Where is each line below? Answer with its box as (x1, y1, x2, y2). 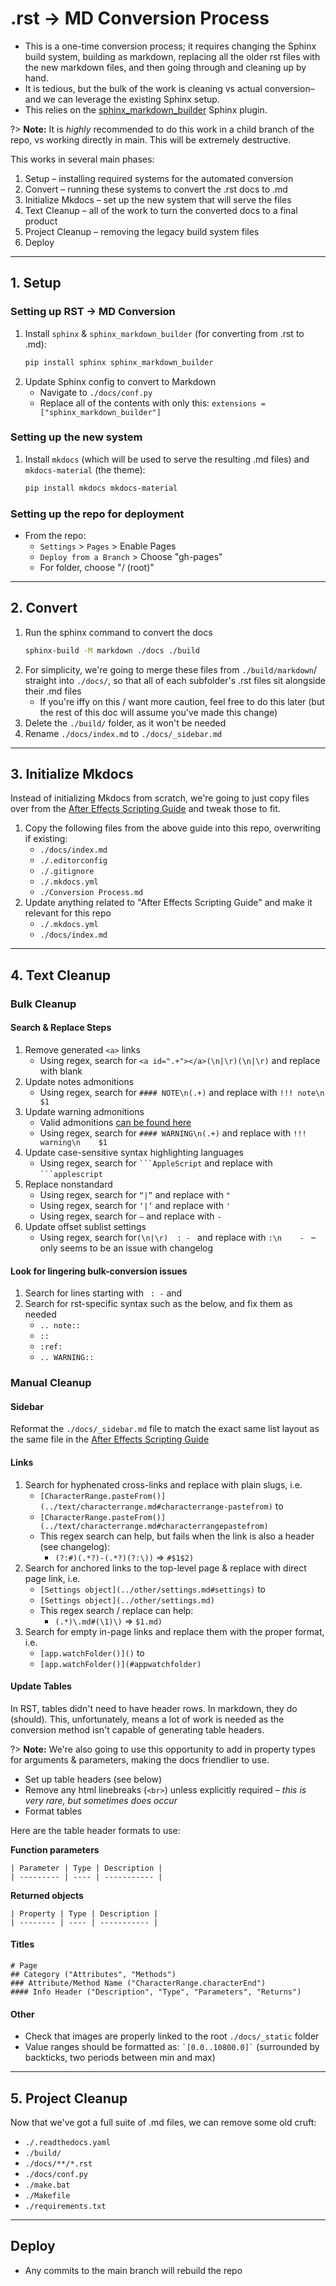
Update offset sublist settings (24, 1220, 147, 1232)
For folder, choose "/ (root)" (39, 561, 155, 573)
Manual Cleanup (10, 1376, 92, 1390)
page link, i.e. (24, 1572, 81, 1584)
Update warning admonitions (24, 1105, 145, 1117)
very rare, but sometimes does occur (24, 1794, 178, 1806)
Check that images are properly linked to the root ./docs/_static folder (24, 2030, 320, 2042)
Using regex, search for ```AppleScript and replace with (39, 1157, 273, 1169)
